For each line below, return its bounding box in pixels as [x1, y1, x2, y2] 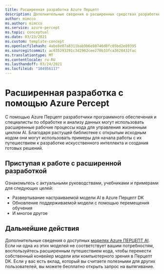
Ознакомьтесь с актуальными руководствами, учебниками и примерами [5, 180, 159, 186]
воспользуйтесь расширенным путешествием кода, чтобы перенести [5, 248, 151, 253]
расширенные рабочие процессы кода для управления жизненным [5, 124, 147, 130]
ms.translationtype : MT [5, 52, 54, 58]
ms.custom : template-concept [5, 39, 64, 44]
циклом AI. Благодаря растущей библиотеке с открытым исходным [5, 129, 146, 135]
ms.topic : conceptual [5, 30, 49, 35]
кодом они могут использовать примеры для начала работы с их [5, 135, 142, 140]
